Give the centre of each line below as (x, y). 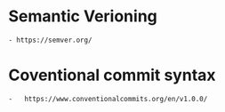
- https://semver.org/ (50, 40)
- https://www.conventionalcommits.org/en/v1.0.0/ (108, 99)
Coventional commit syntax (112, 75)
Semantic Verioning (83, 16)
